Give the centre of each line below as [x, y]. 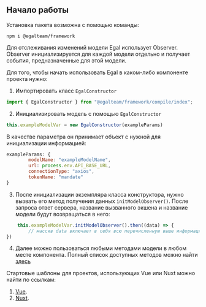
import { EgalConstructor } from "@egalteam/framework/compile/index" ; [100, 102]
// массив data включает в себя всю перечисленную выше [101, 231]
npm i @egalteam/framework [41, 36]
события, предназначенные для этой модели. [67, 60]
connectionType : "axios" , [62, 172]
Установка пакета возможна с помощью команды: [73, 25]
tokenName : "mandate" [56, 177]
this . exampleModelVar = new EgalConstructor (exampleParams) [85, 125]
